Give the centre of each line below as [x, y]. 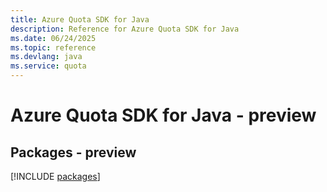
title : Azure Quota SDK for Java [80, 19]
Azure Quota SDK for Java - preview [163, 115]
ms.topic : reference [53, 47]
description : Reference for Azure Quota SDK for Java [125, 29]
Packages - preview [73, 152]
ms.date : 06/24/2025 [53, 38]
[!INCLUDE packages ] [55, 176]
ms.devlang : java [46, 57]
